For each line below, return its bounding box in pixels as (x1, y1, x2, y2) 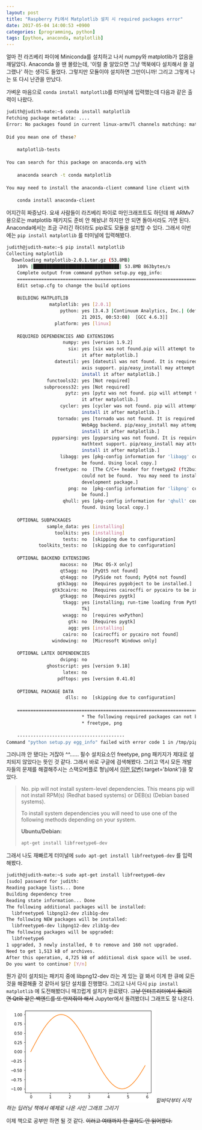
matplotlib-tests (17, 147, 61, 153)
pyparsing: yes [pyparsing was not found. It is (52, 435, 176, 441)
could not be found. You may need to (81, 473, 179, 479)
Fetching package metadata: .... (6, 115, 90, 121)
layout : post (6, 10, 39, 16)
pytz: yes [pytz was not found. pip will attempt (65, 390, 192, 396)
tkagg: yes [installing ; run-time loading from (63, 600, 185, 606)
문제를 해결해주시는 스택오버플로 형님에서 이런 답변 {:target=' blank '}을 (22, 766, 188, 773)
